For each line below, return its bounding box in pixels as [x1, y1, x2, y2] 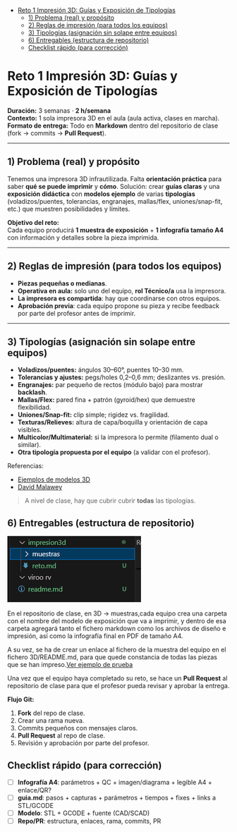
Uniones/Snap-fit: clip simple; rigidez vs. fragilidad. [17, 410, 170, 419]
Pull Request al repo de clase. [17, 731, 106, 740]
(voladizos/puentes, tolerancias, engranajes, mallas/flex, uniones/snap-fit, [7, 197, 223, 205]
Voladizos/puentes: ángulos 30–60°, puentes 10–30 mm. [17, 366, 184, 374]
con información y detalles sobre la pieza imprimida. [7, 233, 159, 242]
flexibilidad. [17, 403, 51, 412]
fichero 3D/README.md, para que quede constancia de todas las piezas [7, 653, 217, 661]
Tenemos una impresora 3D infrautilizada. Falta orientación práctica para [7, 174, 222, 183]
